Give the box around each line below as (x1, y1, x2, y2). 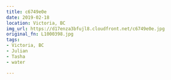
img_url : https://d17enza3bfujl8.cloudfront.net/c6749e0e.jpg (6, 25, 165, 32)
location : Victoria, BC (6, 20, 66, 26)
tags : (6, 37, 20, 43)
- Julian (6, 48, 28, 54)
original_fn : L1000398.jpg (6, 31, 74, 37)
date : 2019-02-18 (6, 14, 50, 20)
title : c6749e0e (6, 8, 47, 15)
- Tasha (6, 54, 26, 60)
